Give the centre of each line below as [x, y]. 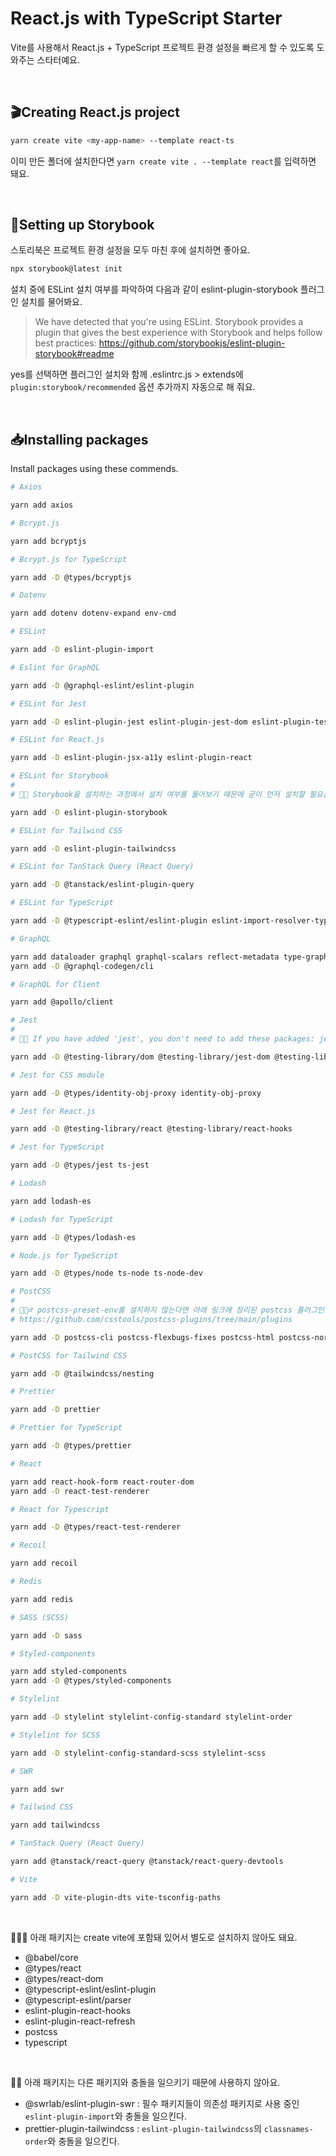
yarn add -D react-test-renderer [80, 1491]
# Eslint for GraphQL [55, 667]
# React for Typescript [60, 1509]
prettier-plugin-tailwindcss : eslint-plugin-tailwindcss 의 [143, 2128]
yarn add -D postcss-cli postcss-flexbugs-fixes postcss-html [142, 1337]
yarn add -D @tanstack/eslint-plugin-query [102, 885]
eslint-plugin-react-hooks [78, 2010]
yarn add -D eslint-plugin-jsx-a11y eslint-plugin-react [131, 758]
